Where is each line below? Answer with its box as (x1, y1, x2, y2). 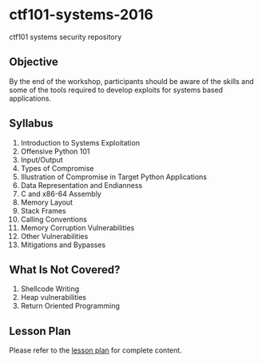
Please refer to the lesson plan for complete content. (9, 345, 182, 355)
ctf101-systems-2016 (9, 6, 154, 24)
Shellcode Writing (20, 284, 80, 293)
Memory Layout (20, 197, 73, 207)
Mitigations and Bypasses (20, 240, 106, 249)
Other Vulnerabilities (20, 231, 89, 241)
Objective (9, 55, 59, 69)
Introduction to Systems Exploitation (20, 138, 141, 147)
